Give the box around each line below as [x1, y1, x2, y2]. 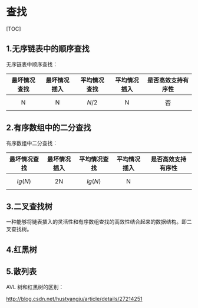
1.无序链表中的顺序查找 [6, 44, 90, 54]
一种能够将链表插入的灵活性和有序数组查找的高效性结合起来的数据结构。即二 [6, 218, 192, 225]
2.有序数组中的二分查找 [6, 123, 91, 133]
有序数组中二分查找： [6, 139, 58, 146]
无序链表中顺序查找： [6, 60, 58, 68]
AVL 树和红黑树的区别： [6, 283, 64, 290]
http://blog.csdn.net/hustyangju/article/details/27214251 [6, 295, 143, 302]
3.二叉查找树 [6, 201, 53, 211]
